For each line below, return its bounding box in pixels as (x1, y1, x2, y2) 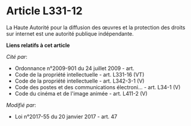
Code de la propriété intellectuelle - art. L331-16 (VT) (14, 71, 145, 78)
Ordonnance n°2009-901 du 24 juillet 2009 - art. (14, 64, 135, 72)
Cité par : (6, 53, 28, 60)
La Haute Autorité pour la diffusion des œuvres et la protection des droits (6, 24, 186, 31)
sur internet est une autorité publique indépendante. (6, 30, 134, 37)
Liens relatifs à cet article (6, 42, 70, 49)
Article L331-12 (6, 4, 83, 18)
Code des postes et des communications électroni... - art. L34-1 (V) (14, 83, 181, 90)
